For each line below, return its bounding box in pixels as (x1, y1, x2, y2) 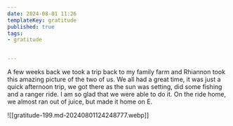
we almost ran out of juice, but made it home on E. (7, 97, 153, 106)
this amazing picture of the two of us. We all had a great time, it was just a (7, 75, 221, 84)
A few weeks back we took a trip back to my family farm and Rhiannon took (7, 68, 226, 76)
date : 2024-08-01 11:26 (7, 10, 77, 17)
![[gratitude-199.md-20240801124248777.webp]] (7, 111, 149, 120)
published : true (7, 23, 55, 30)
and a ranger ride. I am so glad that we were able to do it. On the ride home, (7, 90, 227, 99)
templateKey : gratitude (7, 17, 77, 24)
